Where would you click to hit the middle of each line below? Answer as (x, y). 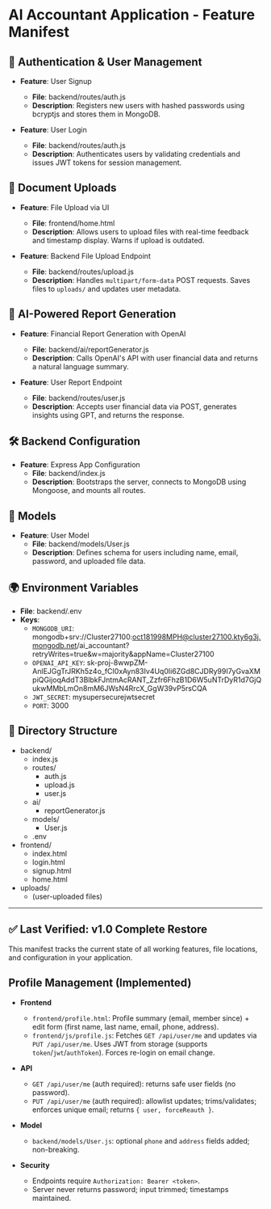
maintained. (52, 1198)
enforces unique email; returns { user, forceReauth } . (123, 1110)
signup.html (52, 870)
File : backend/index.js (69, 474)
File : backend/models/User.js (81, 544)
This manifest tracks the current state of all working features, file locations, (133, 949)
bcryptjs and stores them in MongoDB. (96, 114)
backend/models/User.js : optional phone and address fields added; (141, 1140)
